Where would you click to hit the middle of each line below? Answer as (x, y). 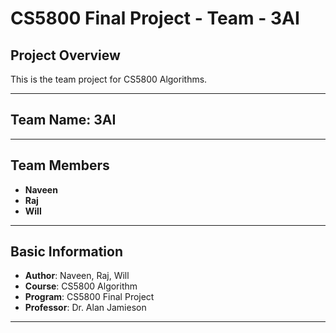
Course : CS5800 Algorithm (81, 286)
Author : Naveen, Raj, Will (77, 276)
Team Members (60, 165)
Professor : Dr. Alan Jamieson (85, 308)
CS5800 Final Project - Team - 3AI (155, 18)
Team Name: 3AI (63, 120)
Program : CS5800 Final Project (89, 297)
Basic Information (67, 252)
